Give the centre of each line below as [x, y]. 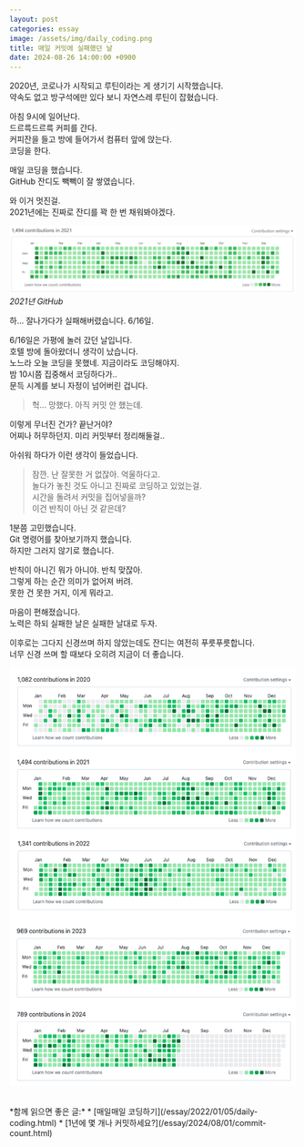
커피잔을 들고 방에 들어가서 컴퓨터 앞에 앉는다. [91, 139]
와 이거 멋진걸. [35, 201]
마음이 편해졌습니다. [45, 612]
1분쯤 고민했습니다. [43, 528]
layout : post [34, 19]
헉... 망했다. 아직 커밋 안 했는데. [87, 405]
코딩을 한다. [30, 151]
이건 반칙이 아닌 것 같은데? [79, 509]
